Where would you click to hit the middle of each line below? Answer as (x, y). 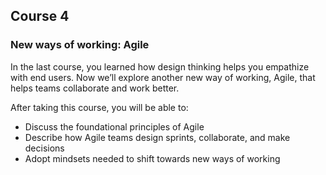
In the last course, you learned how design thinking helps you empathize (160, 66)
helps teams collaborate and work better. (95, 88)
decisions (44, 148)
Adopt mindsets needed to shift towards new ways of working (152, 158)
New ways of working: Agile (80, 45)
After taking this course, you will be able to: (99, 107)
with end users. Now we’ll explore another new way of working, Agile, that (163, 77)
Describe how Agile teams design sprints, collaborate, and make (157, 137)
